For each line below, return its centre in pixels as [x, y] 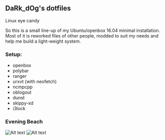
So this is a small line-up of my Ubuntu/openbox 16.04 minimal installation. [83, 30]
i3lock [19, 109]
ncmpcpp [23, 87]
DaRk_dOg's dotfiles [38, 8]
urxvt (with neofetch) [35, 82]
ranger [19, 76]
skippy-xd [23, 103]
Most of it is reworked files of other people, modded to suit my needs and [82, 36]
